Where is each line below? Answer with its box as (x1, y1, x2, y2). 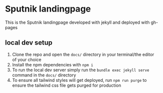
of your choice (12, 57, 42, 62)
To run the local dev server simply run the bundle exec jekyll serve (12, 67, 149, 73)
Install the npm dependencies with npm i (12, 62, 93, 67)
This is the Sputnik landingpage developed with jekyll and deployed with (5, 19, 150, 25)
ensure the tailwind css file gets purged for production (12, 82, 122, 88)
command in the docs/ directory (12, 72, 76, 78)
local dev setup (5, 39, 53, 47)
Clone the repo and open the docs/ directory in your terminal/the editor (12, 51, 154, 57)
